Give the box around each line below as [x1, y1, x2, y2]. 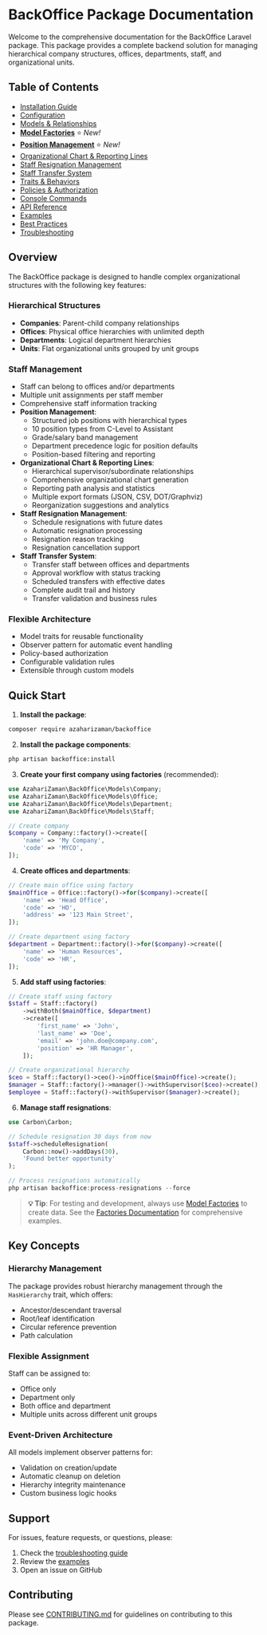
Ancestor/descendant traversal [19, 1305, 122, 1314]
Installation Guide [19, 101, 77, 111]
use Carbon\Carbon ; [8, 1118, 73, 1126]
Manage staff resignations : [19, 1103, 112, 1112]
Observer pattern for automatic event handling [19, 640, 173, 650]
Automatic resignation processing [31, 526, 143, 535]
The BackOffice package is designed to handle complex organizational [8, 271, 241, 281]
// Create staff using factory [8, 992, 112, 1001]
